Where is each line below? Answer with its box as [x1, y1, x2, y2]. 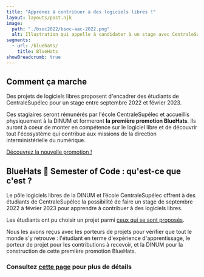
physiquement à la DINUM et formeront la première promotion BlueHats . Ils [6, 117, 196, 125]
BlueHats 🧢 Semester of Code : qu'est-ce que [6, 166, 181, 176]
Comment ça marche [6, 77, 87, 87]
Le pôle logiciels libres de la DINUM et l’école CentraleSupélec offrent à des [6, 192, 196, 199]
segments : [6, 37, 32, 43]
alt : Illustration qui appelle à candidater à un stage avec [12, 32, 170, 38]
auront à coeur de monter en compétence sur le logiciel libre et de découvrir [6, 124, 197, 131]
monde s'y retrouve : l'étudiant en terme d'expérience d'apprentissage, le [6, 234, 191, 242]
